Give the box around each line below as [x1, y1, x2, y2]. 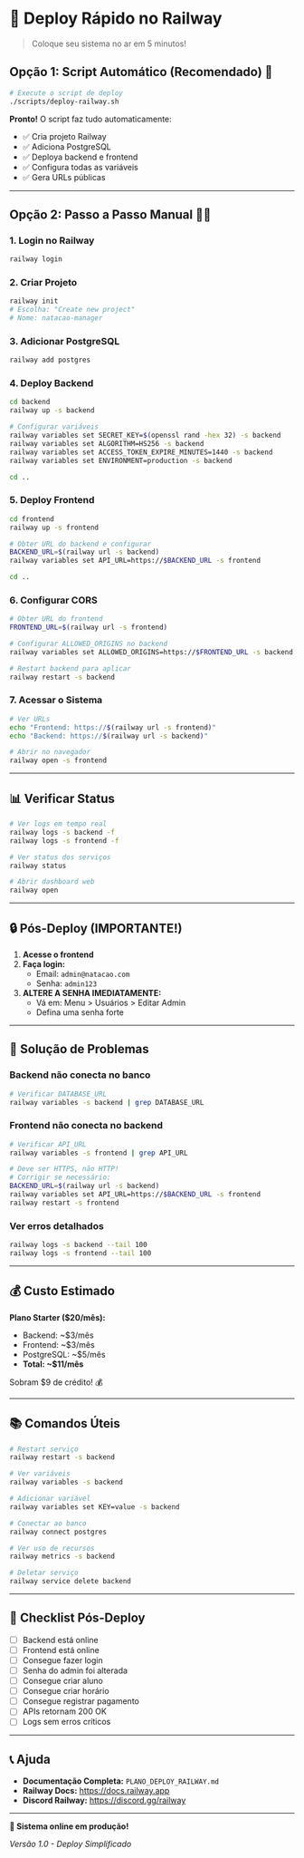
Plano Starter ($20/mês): [9, 1311, 106, 1322]
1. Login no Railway [9, 234, 95, 247]
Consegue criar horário [22, 1686, 110, 1697]
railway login [9, 255, 63, 264]
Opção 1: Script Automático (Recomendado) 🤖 [9, 64, 273, 80]
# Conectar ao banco [9, 1518, 88, 1528]
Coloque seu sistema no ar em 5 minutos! [31, 38, 187, 49]
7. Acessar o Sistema [9, 693, 103, 706]
